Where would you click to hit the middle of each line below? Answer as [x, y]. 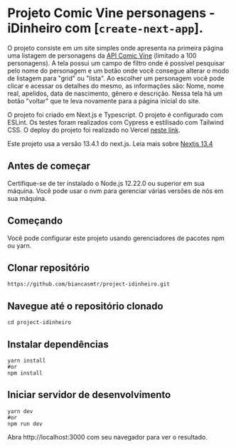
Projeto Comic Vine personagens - [111, 13]
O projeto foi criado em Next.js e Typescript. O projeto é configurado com [116, 115]
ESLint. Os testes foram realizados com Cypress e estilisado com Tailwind [116, 122]
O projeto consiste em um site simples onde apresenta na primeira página [116, 48]
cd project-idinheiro [39, 323]
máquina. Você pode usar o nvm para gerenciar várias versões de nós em [116, 191]
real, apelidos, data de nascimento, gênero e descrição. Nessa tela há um [115, 93]
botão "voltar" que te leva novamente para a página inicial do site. [104, 100]
